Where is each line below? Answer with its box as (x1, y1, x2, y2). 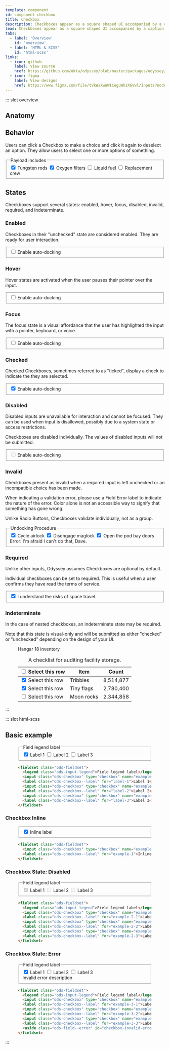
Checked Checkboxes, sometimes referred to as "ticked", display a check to (5, 368, 164, 374)
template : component (5, 7, 49, 13)
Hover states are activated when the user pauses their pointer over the (5, 277, 153, 283)
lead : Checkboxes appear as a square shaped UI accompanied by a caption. (5, 26, 166, 31)
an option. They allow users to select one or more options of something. (5, 147, 155, 153)
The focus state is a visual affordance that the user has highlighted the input (5, 322, 164, 328)
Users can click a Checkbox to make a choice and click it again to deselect (5, 142, 161, 148)
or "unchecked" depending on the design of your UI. (5, 636, 115, 642)
